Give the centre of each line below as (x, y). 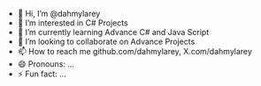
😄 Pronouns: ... (46, 64)
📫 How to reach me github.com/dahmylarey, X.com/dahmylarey (134, 51)
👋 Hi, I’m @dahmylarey (59, 14)
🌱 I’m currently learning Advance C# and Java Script (113, 32)
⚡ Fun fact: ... (42, 74)
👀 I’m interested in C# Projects (73, 23)
